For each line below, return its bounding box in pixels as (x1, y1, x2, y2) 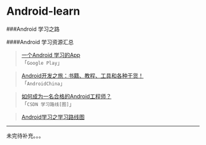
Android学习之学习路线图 (21, 113, 85, 121)
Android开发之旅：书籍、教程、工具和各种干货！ (21, 72, 144, 79)
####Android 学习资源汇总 (6, 38, 74, 45)
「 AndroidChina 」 (21, 80, 66, 87)
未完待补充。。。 (6, 132, 44, 139)
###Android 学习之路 (6, 25, 60, 32)
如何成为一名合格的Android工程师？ (21, 92, 112, 100)
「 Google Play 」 (21, 59, 63, 66)
